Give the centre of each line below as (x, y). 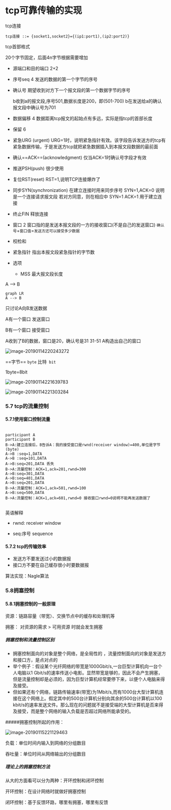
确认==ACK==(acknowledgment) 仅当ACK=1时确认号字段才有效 (80, 157)
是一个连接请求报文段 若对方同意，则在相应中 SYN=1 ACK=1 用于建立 (85, 196)
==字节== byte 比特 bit (31, 362)
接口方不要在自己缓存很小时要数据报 (51, 565)
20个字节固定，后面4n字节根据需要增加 (47, 57)
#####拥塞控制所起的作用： (35, 722)
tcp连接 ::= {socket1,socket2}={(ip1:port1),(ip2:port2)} (67, 36)
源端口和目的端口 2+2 (35, 68)
